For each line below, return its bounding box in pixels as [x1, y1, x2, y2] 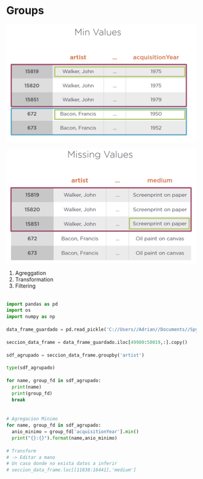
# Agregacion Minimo [6, 416, 59, 422]
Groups [6, 4, 44, 18]
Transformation [14, 276, 54, 283]
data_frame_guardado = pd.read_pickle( [6, 326, 107, 333]
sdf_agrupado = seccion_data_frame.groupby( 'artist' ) [6, 352, 145, 358]
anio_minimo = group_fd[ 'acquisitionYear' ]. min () [11, 429, 139, 435]
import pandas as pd [6, 301, 59, 307]
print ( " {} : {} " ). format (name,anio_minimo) [11, 435, 118, 441]
